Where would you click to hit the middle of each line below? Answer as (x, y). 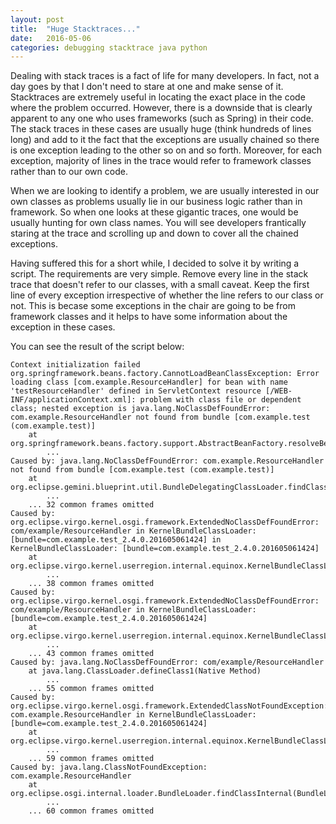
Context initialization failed (75, 365)
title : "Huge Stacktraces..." (75, 29)
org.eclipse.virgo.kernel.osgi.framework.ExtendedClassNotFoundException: (169, 706)
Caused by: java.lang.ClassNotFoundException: (109, 767)
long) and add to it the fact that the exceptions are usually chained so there (165, 140)
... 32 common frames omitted (91, 505)
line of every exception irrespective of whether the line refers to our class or (167, 295)
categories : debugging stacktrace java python (109, 47)
